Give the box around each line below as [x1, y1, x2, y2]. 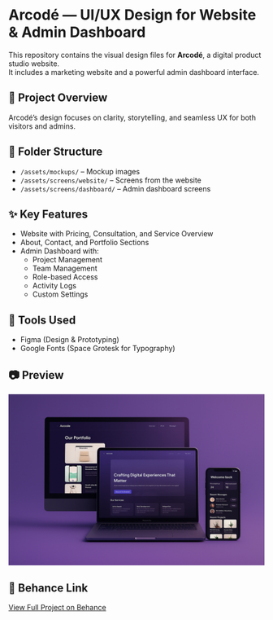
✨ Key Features [8, 207, 88, 221]
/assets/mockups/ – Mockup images [19, 166, 141, 176]
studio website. [8, 59, 59, 68]
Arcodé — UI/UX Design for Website [8, 6, 257, 24]
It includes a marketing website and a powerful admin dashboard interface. [8, 67, 260, 77]
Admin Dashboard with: [19, 246, 99, 256]
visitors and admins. [8, 121, 76, 131]
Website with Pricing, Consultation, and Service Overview [19, 229, 214, 239]
